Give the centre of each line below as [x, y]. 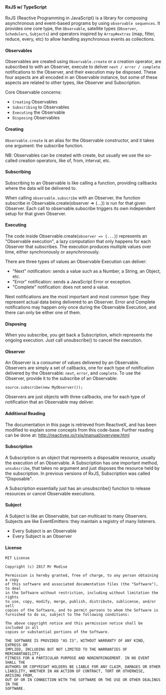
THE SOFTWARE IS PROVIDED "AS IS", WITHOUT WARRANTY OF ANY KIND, [75, 641]
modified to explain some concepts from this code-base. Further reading [79, 430]
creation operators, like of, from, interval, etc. [65, 160]
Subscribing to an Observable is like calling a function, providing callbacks [81, 183]
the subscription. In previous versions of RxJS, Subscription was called [78, 473]
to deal [13, 589]
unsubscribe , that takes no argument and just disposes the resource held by [83, 468]
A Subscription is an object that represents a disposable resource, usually [80, 457]
